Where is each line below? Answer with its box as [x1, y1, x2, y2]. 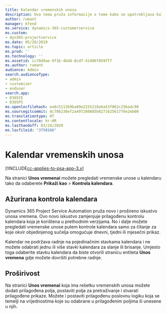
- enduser [5, 86, 26, 91]
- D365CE [5, 95, 23, 100]
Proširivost [5, 269, 40, 278]
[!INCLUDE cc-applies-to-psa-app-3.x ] [5, 165, 84, 172]
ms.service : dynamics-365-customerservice [5, 26, 94, 31]
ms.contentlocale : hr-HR [5, 118, 57, 123]
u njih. [5, 303, 18, 309]
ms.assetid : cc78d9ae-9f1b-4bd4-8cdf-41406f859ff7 [5, 58, 112, 63]
